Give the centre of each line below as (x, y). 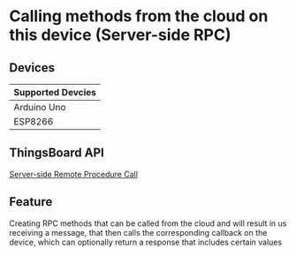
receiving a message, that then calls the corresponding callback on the (138, 232)
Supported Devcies (55, 92)
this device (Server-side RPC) (120, 35)
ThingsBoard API (57, 153)
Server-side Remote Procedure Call (74, 174)
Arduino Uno (40, 107)
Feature (31, 202)
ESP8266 (34, 121)
